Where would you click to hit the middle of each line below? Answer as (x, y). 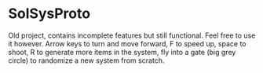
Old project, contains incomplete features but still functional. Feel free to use (132, 35)
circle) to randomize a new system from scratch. (86, 60)
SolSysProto (49, 14)
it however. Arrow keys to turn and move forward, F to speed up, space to (127, 43)
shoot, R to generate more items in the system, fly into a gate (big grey (122, 52)
